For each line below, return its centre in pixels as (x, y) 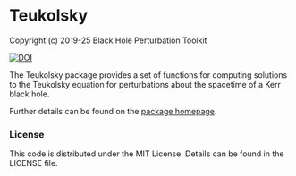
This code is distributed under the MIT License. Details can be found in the (147, 154)
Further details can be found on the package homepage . (113, 111)
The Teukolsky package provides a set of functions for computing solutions (148, 75)
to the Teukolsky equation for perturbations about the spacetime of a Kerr (145, 84)
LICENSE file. (34, 163)
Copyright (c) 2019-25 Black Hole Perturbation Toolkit (108, 40)
